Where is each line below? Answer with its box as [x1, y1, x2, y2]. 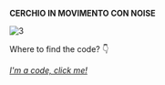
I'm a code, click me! [9, 65, 88, 76]
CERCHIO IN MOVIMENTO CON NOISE [9, 8, 156, 18]
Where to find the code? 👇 [9, 44, 109, 54]
